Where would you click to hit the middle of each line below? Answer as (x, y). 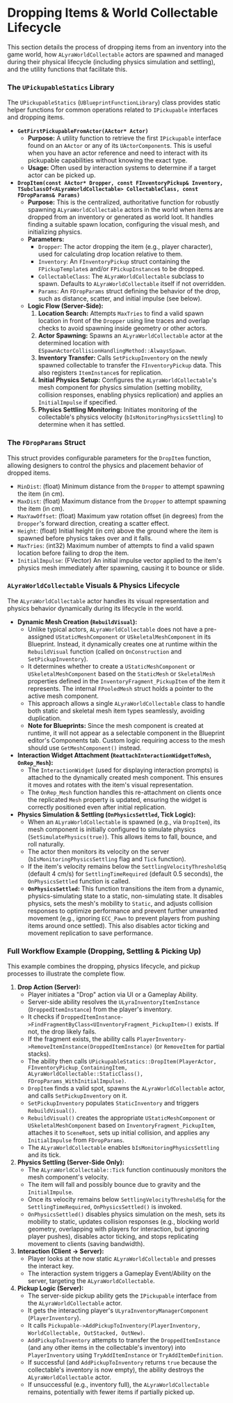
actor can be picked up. (62, 175)
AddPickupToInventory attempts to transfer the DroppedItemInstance (124, 1340)
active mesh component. (63, 696)
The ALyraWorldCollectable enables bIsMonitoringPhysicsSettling (123, 1148)
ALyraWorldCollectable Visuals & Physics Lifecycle (94, 586)
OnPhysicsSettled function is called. (79, 881)
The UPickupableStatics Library (61, 87)
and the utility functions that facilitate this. (67, 69)
